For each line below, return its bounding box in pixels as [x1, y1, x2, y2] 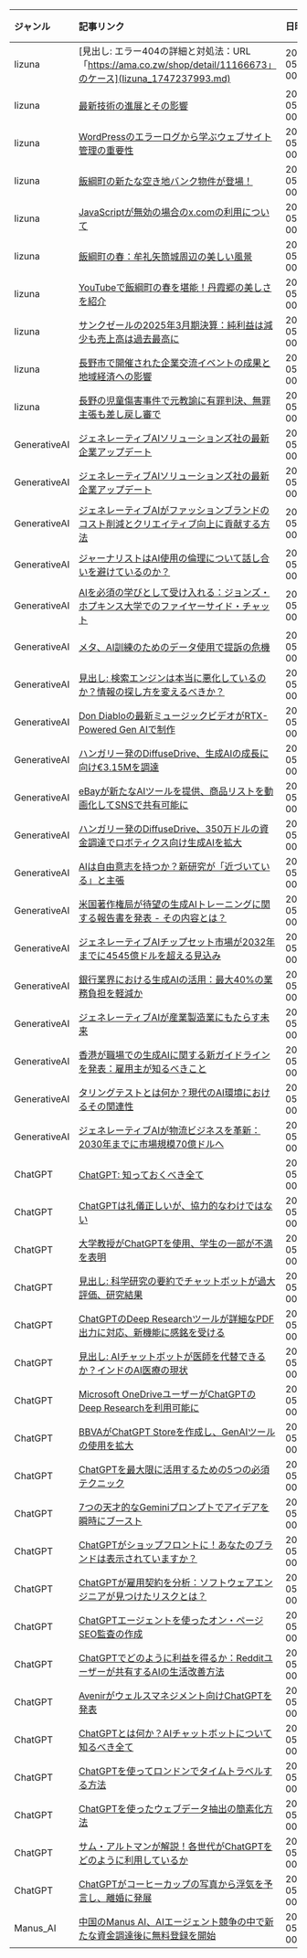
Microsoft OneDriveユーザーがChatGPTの [78, 1388, 256, 1401]
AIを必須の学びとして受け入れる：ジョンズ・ [78, 587, 270, 598]
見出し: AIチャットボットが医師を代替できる [78, 1350, 267, 1362]
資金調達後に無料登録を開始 [96, 1930, 217, 1942]
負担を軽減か [87, 987, 143, 1000]
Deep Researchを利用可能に [78, 1402, 199, 1414]
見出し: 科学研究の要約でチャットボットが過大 [78, 1275, 276, 1287]
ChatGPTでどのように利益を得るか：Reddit [78, 1652, 264, 1664]
